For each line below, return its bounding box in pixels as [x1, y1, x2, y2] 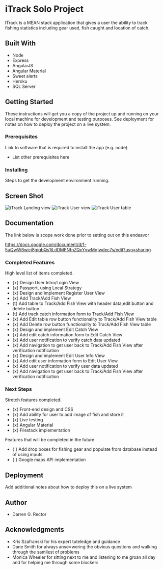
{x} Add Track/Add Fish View [12, 296, 71, 301]
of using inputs [12, 452, 43, 458]
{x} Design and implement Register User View [12, 290, 105, 296]
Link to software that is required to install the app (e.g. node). [5, 144, 129, 150]
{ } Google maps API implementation [12, 457, 86, 462]
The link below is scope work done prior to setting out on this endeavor [5, 232, 150, 238]
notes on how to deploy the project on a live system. [5, 121, 111, 127]
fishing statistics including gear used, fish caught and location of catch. [5, 25, 150, 30]
